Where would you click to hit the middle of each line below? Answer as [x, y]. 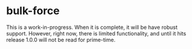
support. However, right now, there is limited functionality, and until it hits [96, 33]
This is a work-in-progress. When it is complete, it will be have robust [92, 27]
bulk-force [33, 11]
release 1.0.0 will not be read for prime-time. [61, 40]
